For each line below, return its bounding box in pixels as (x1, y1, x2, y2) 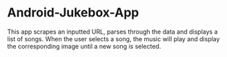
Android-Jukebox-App (7, 5, 139, 21)
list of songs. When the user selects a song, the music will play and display (7, 34, 220, 43)
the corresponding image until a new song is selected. (7, 42, 161, 50)
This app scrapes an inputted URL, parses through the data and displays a (7, 27, 218, 36)
